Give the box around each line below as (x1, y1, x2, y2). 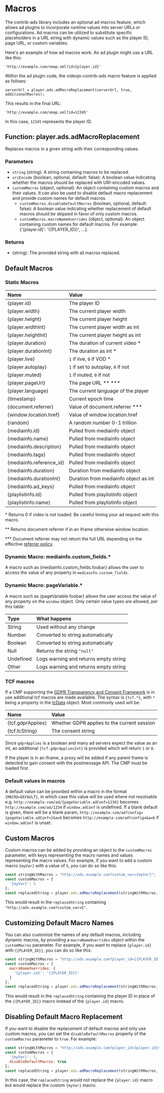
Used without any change (36, 624, 95, 630)
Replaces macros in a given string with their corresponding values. (5, 146, 139, 152)
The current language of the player (69, 388, 149, 394)
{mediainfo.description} (7, 443, 61, 450)
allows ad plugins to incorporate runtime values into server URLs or (5, 24, 141, 30)
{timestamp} (7, 395, 36, 402)
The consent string (51, 727, 95, 734)
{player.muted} (7, 371, 41, 378)
